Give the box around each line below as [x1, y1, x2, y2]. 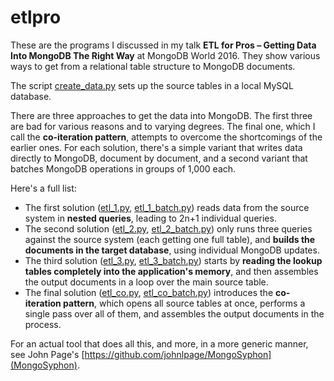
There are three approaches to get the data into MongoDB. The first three [10, 109, 313, 121]
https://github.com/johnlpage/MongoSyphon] [84, 348, 272, 360]
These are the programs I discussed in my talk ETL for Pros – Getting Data [10, 39, 317, 51]
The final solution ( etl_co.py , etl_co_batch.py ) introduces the [24, 286, 274, 298]
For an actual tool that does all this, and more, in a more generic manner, [10, 337, 309, 350]
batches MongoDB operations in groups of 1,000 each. [10, 162, 237, 175]
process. [24, 318, 62, 330]
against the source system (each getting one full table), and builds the [24, 233, 316, 245]
